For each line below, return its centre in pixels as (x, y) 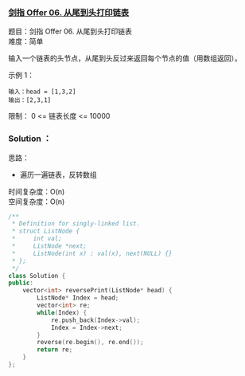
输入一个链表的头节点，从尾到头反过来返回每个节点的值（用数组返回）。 (125, 58)
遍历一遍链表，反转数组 (58, 174)
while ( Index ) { (62, 312)
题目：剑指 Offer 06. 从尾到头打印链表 (70, 31)
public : (21, 283)
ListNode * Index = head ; (78, 298)
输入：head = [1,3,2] (42, 92)
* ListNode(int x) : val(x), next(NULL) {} (92, 253)
